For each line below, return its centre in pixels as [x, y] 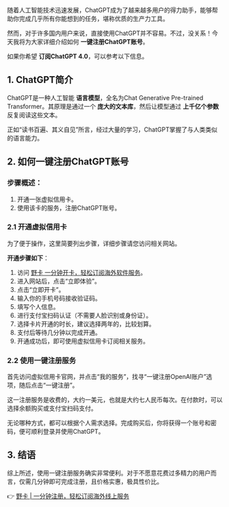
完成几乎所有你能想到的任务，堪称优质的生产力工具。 [94, 18]
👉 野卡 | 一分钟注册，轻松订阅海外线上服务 [68, 496]
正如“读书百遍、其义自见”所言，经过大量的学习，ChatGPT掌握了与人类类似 [112, 129]
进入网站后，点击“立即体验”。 [59, 281]
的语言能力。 [25, 138]
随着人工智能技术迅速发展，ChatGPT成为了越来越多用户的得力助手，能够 [110, 10]
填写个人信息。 [38, 306]
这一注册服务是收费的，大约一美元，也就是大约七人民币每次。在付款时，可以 [115, 400]
